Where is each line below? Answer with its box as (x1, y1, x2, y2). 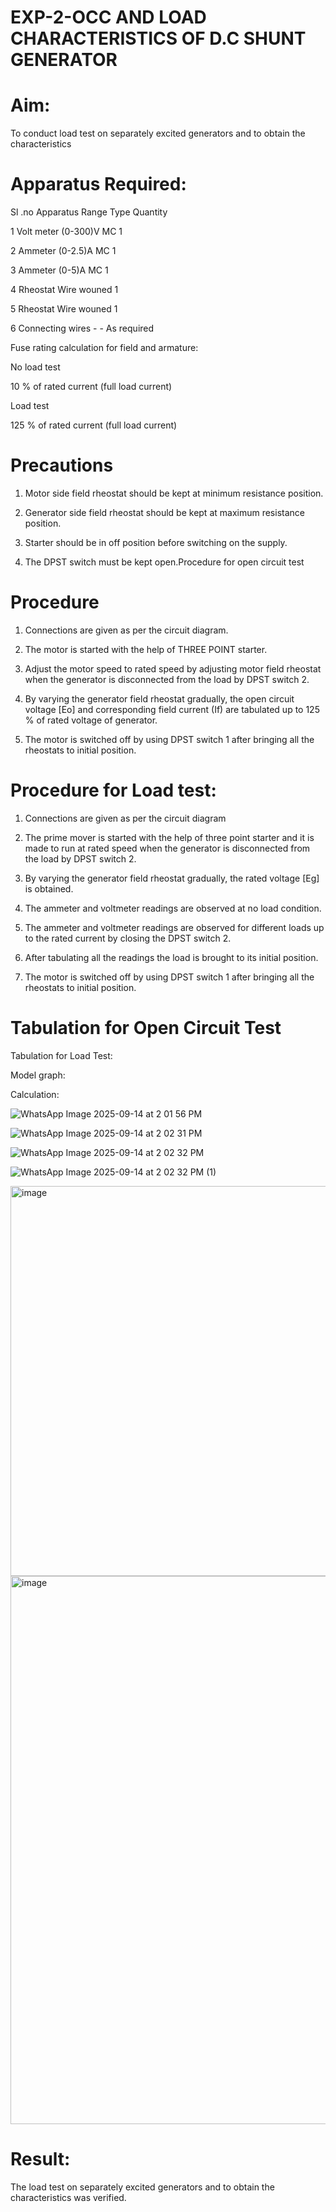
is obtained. (24, 882, 74, 895)
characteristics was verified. (10, 2191, 127, 2203)
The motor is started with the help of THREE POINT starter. (24, 643, 268, 655)
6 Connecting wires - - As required (10, 322, 155, 335)
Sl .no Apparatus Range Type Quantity (10, 206, 168, 218)
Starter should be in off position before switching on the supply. (24, 537, 288, 548)
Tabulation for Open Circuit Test (10, 1017, 282, 1040)
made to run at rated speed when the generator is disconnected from (24, 842, 311, 854)
